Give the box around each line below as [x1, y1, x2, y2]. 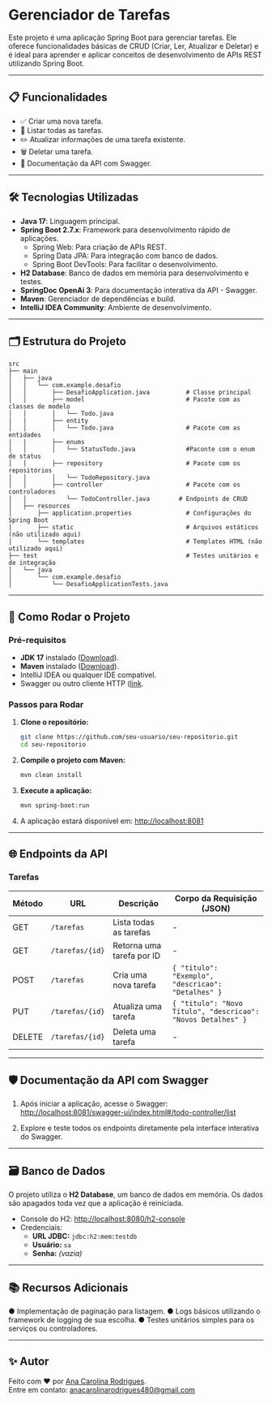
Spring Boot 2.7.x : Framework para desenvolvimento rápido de [19, 225, 231, 235]
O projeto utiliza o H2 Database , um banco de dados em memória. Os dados [8, 1189, 264, 1199]
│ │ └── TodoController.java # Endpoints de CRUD [8, 495, 249, 503]
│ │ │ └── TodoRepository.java [8, 473, 151, 482]
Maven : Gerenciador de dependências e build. [19, 294, 176, 304]
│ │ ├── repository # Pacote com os [8, 460, 241, 468]
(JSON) [201, 903, 231, 914]
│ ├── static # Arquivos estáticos [8, 524, 259, 532]
